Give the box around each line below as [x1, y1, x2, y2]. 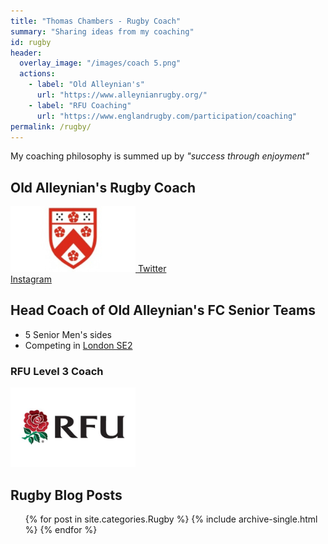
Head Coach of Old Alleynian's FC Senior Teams [10, 302, 316, 319]
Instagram [10, 273, 52, 285]
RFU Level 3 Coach [10, 364, 104, 378]
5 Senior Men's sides [24, 328, 112, 340]
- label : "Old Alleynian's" [28, 80, 145, 90]
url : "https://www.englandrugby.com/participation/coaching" [36, 111, 298, 121]
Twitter [137, 263, 167, 275]
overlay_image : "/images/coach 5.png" [19, 58, 182, 69]
